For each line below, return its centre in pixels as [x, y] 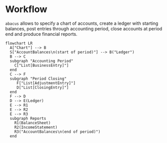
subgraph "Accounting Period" [41, 61]
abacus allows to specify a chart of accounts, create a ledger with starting [82, 23]
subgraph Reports [28, 118]
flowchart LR [19, 43]
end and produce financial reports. [41, 34]
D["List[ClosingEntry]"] [43, 87]
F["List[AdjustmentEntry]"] [46, 83]
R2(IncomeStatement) [36, 127]
